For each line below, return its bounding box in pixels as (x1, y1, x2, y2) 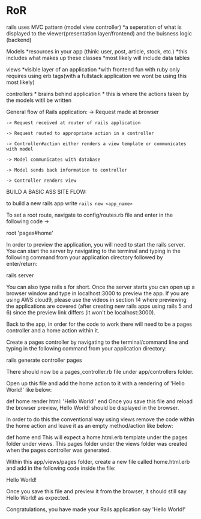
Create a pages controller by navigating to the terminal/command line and (6, 338, 189, 346)
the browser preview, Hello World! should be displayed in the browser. (6, 404, 179, 411)
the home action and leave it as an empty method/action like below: (6, 422, 173, 429)
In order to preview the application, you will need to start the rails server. (6, 241, 185, 248)
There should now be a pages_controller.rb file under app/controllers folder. (6, 368, 194, 375)
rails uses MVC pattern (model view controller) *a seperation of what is (6, 23, 182, 31)
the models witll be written (6, 97, 72, 104)
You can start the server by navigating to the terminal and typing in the (6, 247, 181, 254)
